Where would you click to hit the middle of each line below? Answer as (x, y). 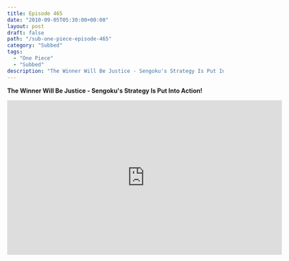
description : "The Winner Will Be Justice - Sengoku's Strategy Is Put (112, 71)
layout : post (26, 26)
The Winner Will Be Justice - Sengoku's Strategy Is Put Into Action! (105, 91)
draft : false (26, 33)
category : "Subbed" (35, 45)
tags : (15, 52)
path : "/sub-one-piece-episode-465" (59, 39)
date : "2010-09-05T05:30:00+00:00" (58, 20)
